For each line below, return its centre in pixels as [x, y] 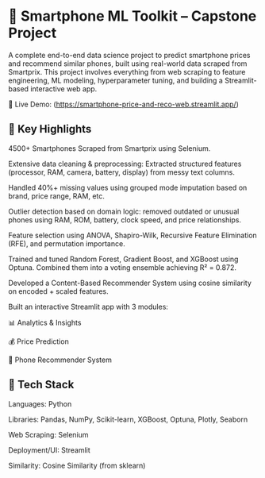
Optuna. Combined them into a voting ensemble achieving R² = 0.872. [122, 267]
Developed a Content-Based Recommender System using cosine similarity [130, 283]
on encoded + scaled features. [58, 291]
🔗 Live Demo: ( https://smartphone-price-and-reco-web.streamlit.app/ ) [124, 104]
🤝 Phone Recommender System [60, 360]
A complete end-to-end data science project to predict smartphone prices [129, 55]
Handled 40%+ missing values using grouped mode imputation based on [128, 187]
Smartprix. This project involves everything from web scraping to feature [127, 71]
